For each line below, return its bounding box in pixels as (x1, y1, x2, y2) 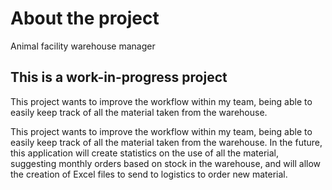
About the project (10, 7, 160, 30)
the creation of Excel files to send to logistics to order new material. (10, 168, 288, 180)
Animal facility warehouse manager (10, 40, 156, 52)
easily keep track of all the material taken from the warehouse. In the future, (10, 136, 323, 148)
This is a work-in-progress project (10, 69, 228, 86)
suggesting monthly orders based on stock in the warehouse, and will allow (10, 157, 322, 169)
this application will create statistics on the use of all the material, (10, 147, 279, 159)
